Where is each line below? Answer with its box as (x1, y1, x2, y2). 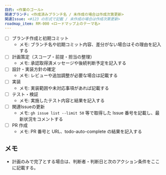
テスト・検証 (11, 91, 38, 97)
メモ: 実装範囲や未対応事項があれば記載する (19, 85, 109, 91)
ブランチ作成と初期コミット (11, 35, 69, 41)
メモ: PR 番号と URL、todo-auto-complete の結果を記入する (19, 128, 142, 134)
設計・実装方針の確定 (11, 66, 56, 72)
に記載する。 (11, 165, 38, 171)
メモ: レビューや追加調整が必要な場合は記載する (19, 72, 118, 78)
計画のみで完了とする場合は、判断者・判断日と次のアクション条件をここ (11, 158, 160, 164)
